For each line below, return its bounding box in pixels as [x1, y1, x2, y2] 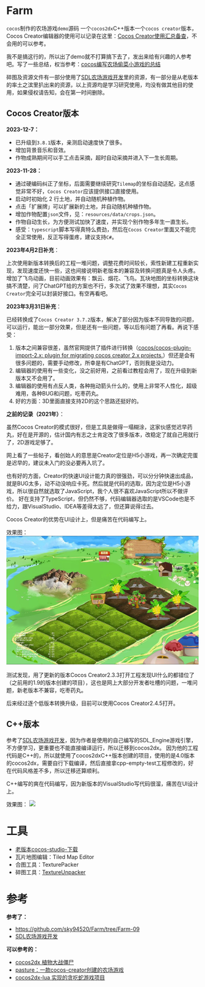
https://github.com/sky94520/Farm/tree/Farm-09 [15, 925, 140, 933]
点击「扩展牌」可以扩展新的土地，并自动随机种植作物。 [15, 203, 154, 210]
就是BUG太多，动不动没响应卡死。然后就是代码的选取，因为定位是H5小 [6, 480, 185, 487]
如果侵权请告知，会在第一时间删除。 [16, 89, 108, 96]
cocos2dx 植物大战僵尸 [15, 959, 74, 966]
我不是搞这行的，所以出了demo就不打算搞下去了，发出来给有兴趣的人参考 [6, 52, 192, 60]
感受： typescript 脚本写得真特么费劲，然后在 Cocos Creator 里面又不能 [15, 225, 191, 233]
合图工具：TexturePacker [15, 861, 79, 868]
